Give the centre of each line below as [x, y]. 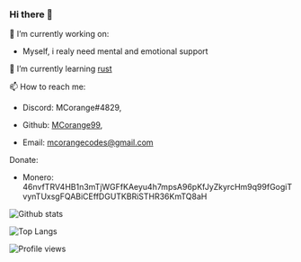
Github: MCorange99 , [62, 125]
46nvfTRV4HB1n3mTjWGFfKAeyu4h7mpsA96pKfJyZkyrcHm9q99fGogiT [157, 187]
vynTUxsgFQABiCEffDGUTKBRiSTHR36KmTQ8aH [115, 196]
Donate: [24, 160]
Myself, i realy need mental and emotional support [115, 51]
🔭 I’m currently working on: [59, 34]
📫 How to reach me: [48, 87]
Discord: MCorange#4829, [72, 108]
